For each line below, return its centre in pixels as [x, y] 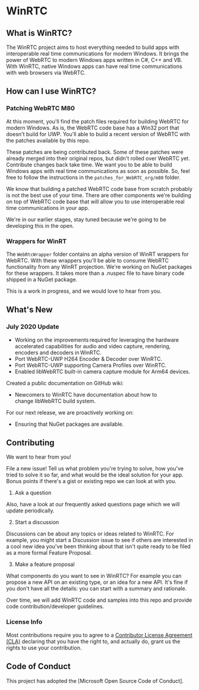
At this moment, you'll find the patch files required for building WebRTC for [97, 121]
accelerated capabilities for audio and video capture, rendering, [93, 346]
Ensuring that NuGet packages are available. [69, 424]
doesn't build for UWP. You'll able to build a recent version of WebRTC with [98, 134]
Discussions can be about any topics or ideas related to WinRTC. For [90, 534]
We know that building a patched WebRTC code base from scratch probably [99, 188]
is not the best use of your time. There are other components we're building [99, 195]
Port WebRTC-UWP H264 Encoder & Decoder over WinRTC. [88, 358]
